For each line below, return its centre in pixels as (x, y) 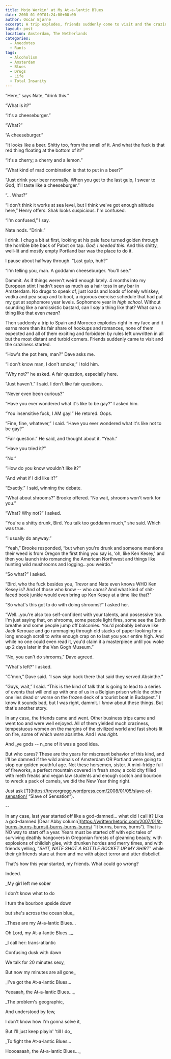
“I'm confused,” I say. (27, 220)
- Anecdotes (23, 43)
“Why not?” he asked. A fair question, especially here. (62, 374)
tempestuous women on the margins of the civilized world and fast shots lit (84, 729)
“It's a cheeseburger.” (28, 115)
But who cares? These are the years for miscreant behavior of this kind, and (85, 754)
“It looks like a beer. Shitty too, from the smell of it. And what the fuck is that (85, 145)
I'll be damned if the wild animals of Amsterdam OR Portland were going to (83, 759)
